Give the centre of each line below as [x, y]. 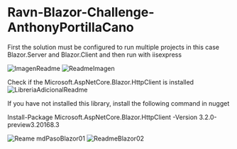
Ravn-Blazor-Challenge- [81, 12]
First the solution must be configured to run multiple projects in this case [114, 47]
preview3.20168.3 [33, 124]
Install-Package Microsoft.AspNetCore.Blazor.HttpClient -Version [103, 117]
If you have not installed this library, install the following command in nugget [118, 103]
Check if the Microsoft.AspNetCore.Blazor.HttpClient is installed [100, 82]
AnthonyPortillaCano [71, 27]
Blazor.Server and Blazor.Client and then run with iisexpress [95, 55]
